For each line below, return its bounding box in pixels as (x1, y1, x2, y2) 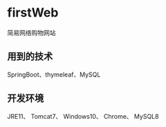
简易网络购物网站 (7, 28, 56, 37)
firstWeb (7, 5, 59, 21)
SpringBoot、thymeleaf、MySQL (7, 70, 101, 79)
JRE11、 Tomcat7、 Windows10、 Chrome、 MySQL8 (7, 112, 159, 120)
